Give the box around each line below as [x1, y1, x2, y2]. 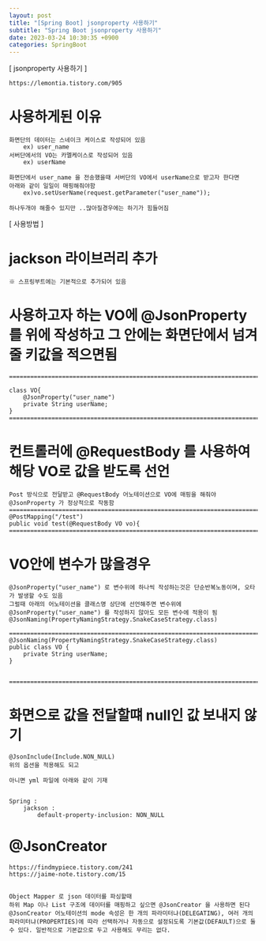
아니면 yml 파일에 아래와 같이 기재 [9, 776, 108, 785]
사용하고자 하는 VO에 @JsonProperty [9, 307, 248, 325]
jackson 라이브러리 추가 [9, 250, 158, 268]
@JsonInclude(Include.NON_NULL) [9, 752, 115, 761]
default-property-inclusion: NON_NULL [37, 811, 165, 819]
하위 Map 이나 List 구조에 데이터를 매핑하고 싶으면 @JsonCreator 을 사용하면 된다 [9, 901, 251, 909]
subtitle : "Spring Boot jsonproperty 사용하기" [9, 26, 162, 34]
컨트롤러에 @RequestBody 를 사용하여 [9, 443, 251, 461]
